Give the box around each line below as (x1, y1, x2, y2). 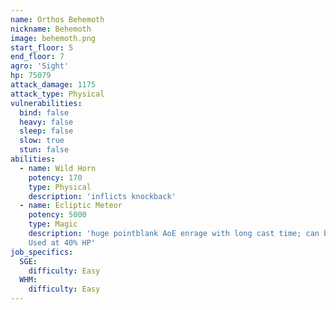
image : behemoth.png (10, 33, 97, 43)
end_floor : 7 (10, 52, 65, 62)
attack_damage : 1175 (10, 80, 97, 90)
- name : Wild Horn (19, 163, 97, 173)
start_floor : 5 (10, 42, 74, 53)
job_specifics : (10, 247, 74, 257)
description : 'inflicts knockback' (28, 191, 177, 201)
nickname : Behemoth (10, 24, 92, 34)
